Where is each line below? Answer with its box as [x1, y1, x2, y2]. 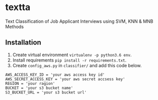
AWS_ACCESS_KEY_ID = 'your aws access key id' [5, 72, 105, 77]
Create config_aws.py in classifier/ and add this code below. [12, 62, 142, 68]
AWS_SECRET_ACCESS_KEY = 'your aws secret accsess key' [5, 76, 125, 82]
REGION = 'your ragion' [5, 81, 56, 86]
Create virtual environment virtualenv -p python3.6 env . [12, 52, 132, 58]
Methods [5, 23, 24, 29]
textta [5, 2, 31, 13]
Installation [5, 38, 41, 47]
